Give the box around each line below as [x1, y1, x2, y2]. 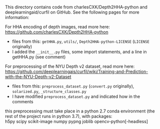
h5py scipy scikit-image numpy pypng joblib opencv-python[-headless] [5, 119, 148, 124]
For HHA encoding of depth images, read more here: [5, 24, 110, 30]
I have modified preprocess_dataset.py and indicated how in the [12, 93, 141, 99]
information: [5, 15, 30, 20]
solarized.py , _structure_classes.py [12, 89, 87, 94]
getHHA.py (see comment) [12, 54, 66, 60]
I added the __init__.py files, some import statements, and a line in [12, 49, 147, 55]
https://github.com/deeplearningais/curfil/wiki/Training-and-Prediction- [5, 69, 148, 74]
